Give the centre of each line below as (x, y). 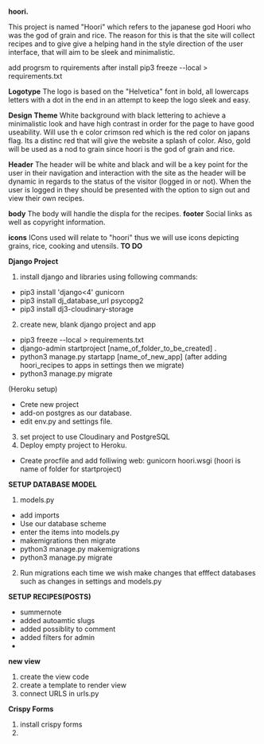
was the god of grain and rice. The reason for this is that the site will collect (132, 35)
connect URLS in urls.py (59, 694)
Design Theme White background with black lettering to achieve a (117, 115)
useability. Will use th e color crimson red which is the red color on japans (129, 132)
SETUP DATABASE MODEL (52, 484)
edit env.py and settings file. (66, 421)
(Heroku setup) (33, 389)
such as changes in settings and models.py (91, 581)
